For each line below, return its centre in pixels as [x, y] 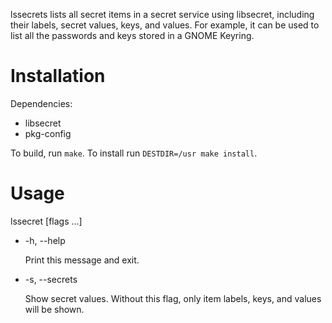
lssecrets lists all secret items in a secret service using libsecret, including [162, 14]
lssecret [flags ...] [46, 221]
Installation [58, 76]
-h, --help [45, 240]
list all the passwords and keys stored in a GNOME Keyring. [132, 35]
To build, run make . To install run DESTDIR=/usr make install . [134, 153]
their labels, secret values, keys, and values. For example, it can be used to [165, 25]
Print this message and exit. [82, 260]
